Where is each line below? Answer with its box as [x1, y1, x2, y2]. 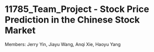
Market [5, 25, 36, 36]
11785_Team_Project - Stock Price [5, 3, 149, 15]
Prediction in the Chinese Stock [5, 14, 140, 25]
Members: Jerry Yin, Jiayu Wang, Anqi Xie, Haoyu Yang [5, 41, 121, 47]
